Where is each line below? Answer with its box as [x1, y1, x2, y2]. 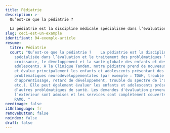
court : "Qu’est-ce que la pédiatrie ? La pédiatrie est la [10, 50, 144, 55]
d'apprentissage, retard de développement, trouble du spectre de [14, 78, 157, 83]
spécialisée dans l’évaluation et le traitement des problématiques [14, 54, 162, 60]
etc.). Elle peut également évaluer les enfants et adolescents [14, 82, 153, 87]
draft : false [5, 120, 33, 125]
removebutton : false [5, 111, 49, 116]
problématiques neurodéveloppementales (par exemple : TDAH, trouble [14, 73, 164, 78]
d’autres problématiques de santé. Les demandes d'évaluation [14, 87, 148, 93]
